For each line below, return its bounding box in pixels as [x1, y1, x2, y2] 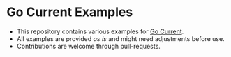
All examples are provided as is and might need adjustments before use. [16, 34, 225, 42]
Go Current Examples [6, 4, 133, 20]
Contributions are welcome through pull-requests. [16, 42, 161, 50]
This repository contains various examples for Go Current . [16, 27, 184, 35]
